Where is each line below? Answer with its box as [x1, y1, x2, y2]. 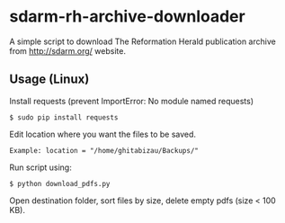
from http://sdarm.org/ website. [9, 45, 126, 56]
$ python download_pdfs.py [9, 179, 111, 188]
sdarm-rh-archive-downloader [9, 6, 245, 27]
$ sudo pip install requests [9, 112, 119, 122]
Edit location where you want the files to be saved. [9, 129, 196, 139]
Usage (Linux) [9, 72, 90, 87]
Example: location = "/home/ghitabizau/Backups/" [9, 146, 200, 155]
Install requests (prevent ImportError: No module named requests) [9, 95, 254, 106]
